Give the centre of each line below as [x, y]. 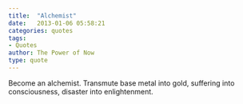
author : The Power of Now [51, 53]
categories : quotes [41, 30]
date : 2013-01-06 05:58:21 [57, 23]
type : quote [28, 61]
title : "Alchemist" [43, 16]
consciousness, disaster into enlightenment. [81, 91]
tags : [17, 38]
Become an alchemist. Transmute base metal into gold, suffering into [121, 83]
